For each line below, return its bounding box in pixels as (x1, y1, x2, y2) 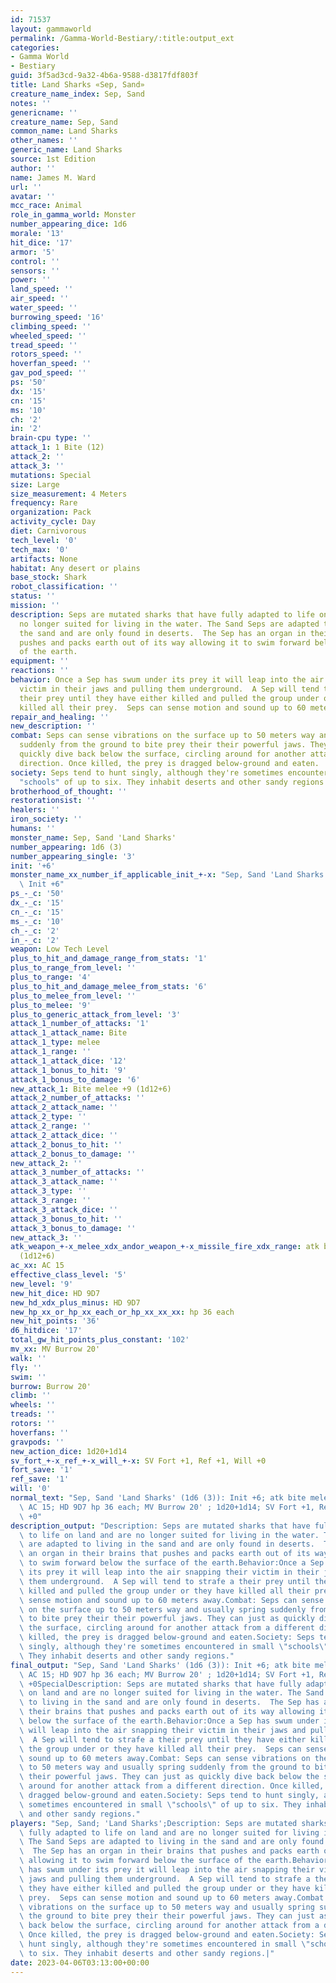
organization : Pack (10, 507, 92, 518)
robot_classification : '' (10, 582, 118, 592)
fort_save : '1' (10, 1465, 74, 1475)
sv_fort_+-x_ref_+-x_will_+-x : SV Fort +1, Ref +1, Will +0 (10, 1456, 267, 1466)
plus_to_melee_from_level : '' (10, 991, 137, 1001)
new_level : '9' (10, 1279, 74, 1289)
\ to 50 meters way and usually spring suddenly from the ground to (19, 1762, 311, 1773)
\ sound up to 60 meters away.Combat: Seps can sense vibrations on (19, 1753, 311, 1763)
